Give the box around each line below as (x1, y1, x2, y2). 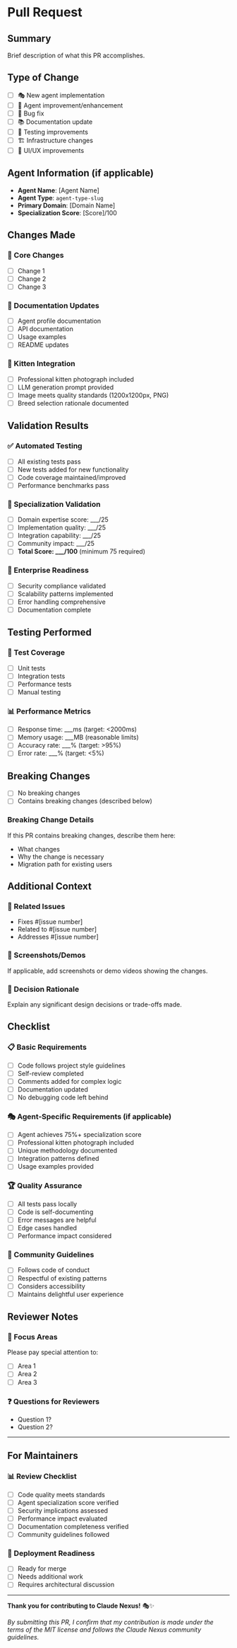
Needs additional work (17, 1572, 83, 1581)
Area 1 (17, 1362, 37, 1371)
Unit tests (17, 663, 46, 673)
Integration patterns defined (17, 1155, 99, 1163)
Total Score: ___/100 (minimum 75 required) (17, 547, 146, 556)
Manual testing (17, 687, 61, 696)
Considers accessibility (17, 1282, 86, 1291)
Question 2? (17, 1422, 53, 1431)
